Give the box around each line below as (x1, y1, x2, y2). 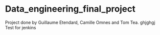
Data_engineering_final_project (5, 3, 136, 15)
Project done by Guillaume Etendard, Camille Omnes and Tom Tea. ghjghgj (5, 19, 156, 25)
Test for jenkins (5, 24, 36, 30)
